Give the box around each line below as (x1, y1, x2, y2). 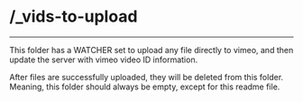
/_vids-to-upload (9, 6, 138, 27)
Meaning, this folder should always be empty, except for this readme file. (9, 81, 280, 92)
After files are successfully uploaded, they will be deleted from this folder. (9, 71, 284, 82)
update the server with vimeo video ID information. (9, 54, 198, 65)
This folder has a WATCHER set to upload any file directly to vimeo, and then (9, 44, 294, 55)
